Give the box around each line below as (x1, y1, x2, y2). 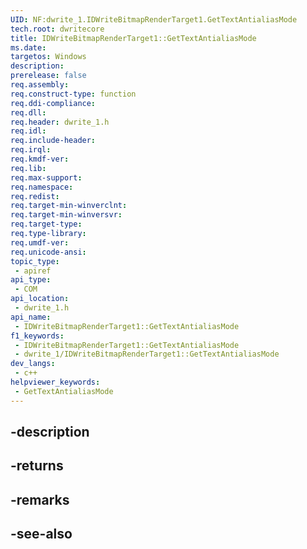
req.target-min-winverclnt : (10, 201, 128, 211)
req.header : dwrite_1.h (10, 117, 110, 127)
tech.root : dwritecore (10, 24, 105, 34)
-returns (10, 457, 64, 475)
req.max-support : (10, 172, 83, 183)
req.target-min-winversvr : (10, 210, 123, 220)
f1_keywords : (10, 331, 65, 341)
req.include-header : (10, 136, 97, 146)
